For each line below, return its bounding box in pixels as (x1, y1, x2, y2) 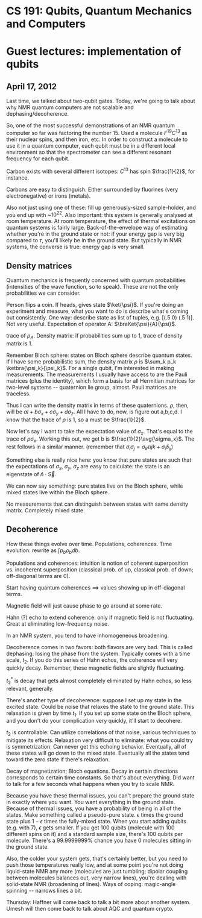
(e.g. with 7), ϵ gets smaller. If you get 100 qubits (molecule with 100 (6, 824, 175, 831)
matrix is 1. (6, 339, 33, 347)
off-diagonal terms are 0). (6, 573, 71, 580)
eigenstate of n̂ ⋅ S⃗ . (6, 470, 57, 477)
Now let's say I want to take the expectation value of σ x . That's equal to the (6, 427, 193, 436)
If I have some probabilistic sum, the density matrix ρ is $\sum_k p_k (6, 357, 177, 365)
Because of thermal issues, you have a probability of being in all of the (6, 805, 181, 812)
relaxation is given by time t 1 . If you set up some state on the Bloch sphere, (6, 709, 192, 718)
